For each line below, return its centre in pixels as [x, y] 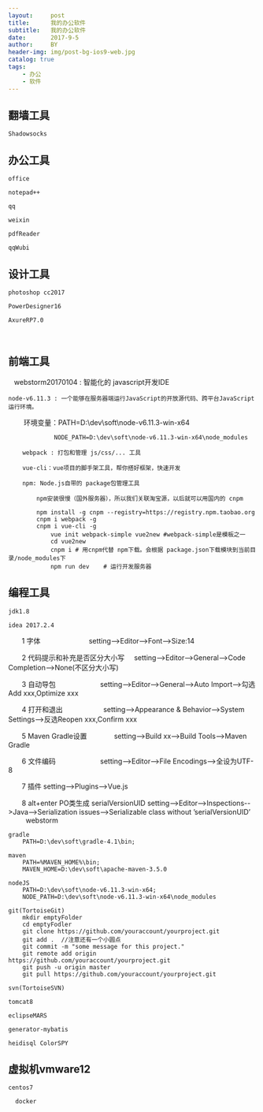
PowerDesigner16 [35, 306]
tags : [17, 67]
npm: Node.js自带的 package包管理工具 [81, 483]
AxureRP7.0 [26, 320]
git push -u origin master [67, 967]
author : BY [33, 45]
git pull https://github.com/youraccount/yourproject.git [119, 974]
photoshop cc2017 [37, 293]
